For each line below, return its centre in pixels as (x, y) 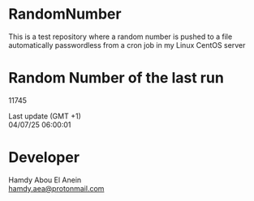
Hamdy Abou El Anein (45, 180)
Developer (44, 158)
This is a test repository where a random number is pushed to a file (121, 36)
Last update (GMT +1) (45, 116)
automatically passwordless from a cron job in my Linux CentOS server (127, 45)
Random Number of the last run (116, 78)
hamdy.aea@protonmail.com (56, 188)
